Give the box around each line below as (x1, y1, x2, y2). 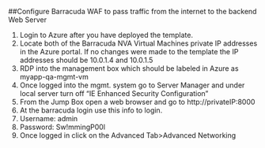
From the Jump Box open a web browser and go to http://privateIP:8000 (19, 98, 256, 106)
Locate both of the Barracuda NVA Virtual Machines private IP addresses (19, 39, 258, 48)
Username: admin (19, 114, 78, 123)
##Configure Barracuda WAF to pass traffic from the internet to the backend (8, 7, 257, 16)
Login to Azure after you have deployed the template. (19, 31, 194, 39)
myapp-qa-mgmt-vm (19, 72, 89, 81)
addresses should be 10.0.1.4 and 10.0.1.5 (19, 55, 153, 65)
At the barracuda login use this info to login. (19, 105, 163, 115)
